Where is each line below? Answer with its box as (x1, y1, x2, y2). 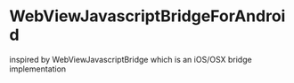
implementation (9, 64, 67, 74)
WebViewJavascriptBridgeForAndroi (9, 6, 286, 26)
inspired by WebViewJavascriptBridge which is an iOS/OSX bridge (9, 54, 252, 64)
